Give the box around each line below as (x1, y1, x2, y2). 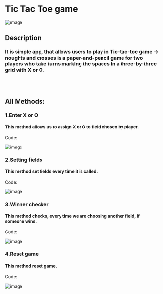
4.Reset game (5, 251, 39, 257)
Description (5, 34, 41, 42)
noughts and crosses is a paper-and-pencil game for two (5, 55, 143, 62)
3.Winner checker (5, 201, 49, 208)
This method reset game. (5, 263, 57, 269)
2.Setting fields (5, 156, 42, 163)
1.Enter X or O (5, 111, 38, 118)
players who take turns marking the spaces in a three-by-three (5, 61, 157, 67)
